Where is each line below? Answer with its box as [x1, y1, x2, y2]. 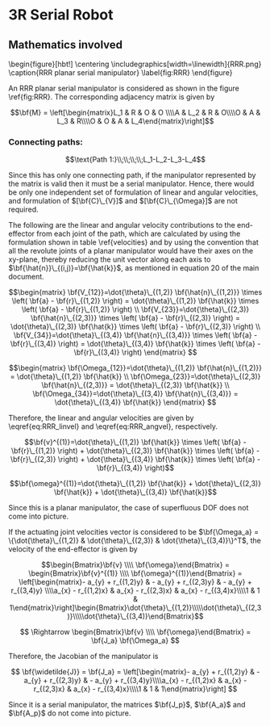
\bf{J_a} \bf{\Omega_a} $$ [91, 636, 180, 645]
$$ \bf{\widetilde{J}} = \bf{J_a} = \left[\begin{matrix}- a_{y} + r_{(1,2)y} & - [10, 667, 260, 677]
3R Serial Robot [8, 6, 114, 24]
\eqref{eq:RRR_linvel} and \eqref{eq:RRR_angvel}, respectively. [8, 422, 218, 431]
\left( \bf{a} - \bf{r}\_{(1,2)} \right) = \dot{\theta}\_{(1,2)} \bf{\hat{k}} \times [11, 296, 260, 306]
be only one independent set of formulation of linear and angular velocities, [8, 187, 259, 197]
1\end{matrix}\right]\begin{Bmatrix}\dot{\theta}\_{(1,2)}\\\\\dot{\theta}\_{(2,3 [9, 603, 262, 613]
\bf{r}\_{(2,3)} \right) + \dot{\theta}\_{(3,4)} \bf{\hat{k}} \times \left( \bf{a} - [10, 455, 261, 464]
